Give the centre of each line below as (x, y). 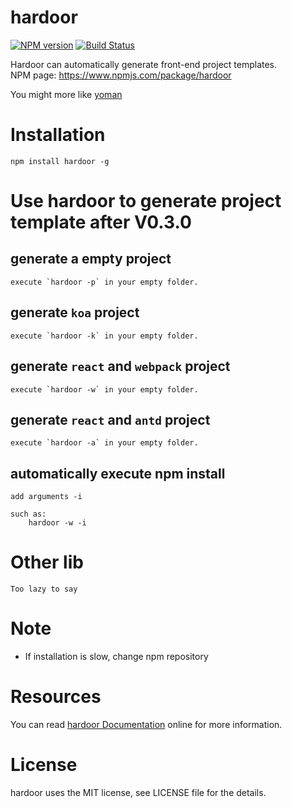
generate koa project (75, 312)
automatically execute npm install (118, 473)
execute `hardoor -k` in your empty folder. (104, 336)
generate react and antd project (110, 419)
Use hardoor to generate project (146, 201)
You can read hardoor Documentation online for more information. (146, 724)
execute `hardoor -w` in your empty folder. (104, 389)
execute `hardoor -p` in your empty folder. (104, 282)
